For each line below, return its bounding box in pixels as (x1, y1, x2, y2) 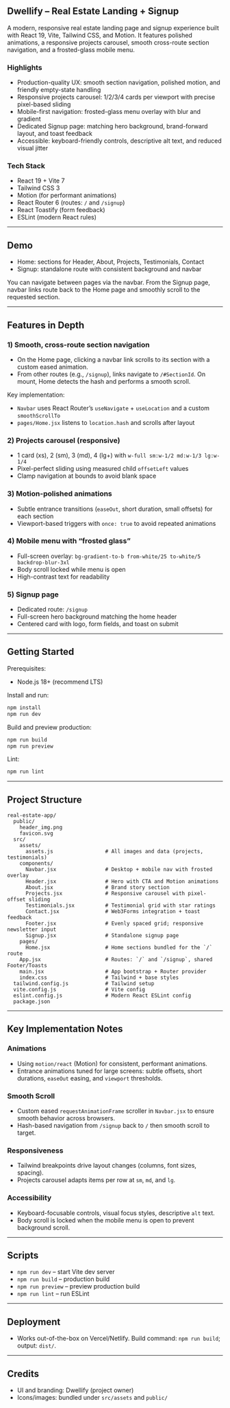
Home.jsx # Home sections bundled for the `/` (25, 944, 213, 951)
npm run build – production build (16, 1275, 110, 1283)
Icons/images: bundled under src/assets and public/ (16, 1394, 168, 1402)
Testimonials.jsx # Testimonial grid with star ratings (25, 902, 216, 909)
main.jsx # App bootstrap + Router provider (19, 968, 207, 976)
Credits (7, 1367, 40, 1379)
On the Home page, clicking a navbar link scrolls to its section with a (16, 355, 210, 363)
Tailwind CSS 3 (16, 184, 60, 192)
